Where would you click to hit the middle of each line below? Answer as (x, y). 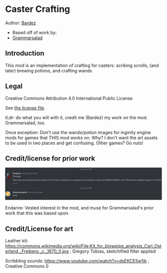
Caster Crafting (38, 9)
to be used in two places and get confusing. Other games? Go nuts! (74, 143)
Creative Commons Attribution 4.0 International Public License (69, 98)
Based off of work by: (35, 32)
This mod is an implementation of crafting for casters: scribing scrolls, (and (82, 65)
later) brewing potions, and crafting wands (49, 70)
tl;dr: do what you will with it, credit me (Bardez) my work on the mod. (77, 117)
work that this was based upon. (37, 213)
